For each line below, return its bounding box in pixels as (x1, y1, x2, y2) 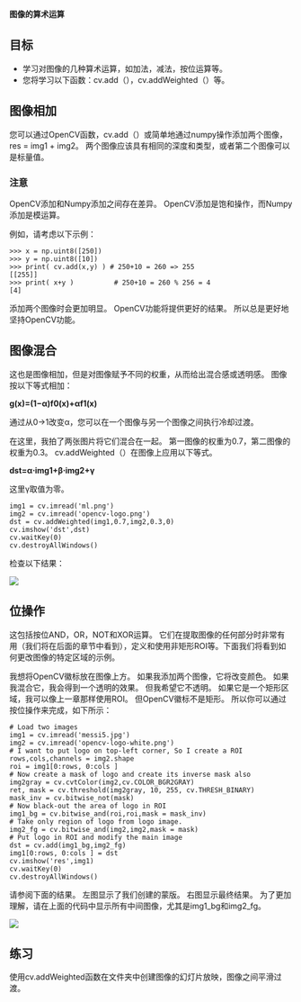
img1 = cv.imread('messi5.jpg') (9, 730, 130, 739)
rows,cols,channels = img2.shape (9, 754, 135, 763)
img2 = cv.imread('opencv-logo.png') (9, 509, 151, 519)
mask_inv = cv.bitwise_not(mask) (9, 793, 135, 802)
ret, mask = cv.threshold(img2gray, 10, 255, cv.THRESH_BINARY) (9, 785, 255, 795)
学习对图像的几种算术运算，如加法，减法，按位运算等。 (22, 63, 227, 74)
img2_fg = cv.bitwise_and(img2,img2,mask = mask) (9, 825, 199, 834)
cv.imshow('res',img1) (9, 856, 94, 865)
